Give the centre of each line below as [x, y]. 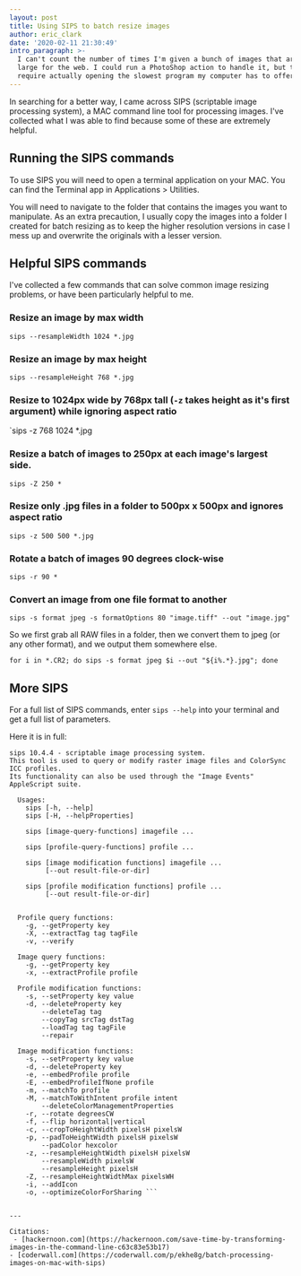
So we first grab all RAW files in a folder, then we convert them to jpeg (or [145, 635]
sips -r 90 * [34, 577]
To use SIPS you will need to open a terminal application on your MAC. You [147, 179]
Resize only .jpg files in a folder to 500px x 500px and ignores [146, 506]
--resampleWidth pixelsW [88, 1161]
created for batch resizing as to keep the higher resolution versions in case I [150, 226]
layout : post [34, 17]
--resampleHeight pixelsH [90, 1169]
